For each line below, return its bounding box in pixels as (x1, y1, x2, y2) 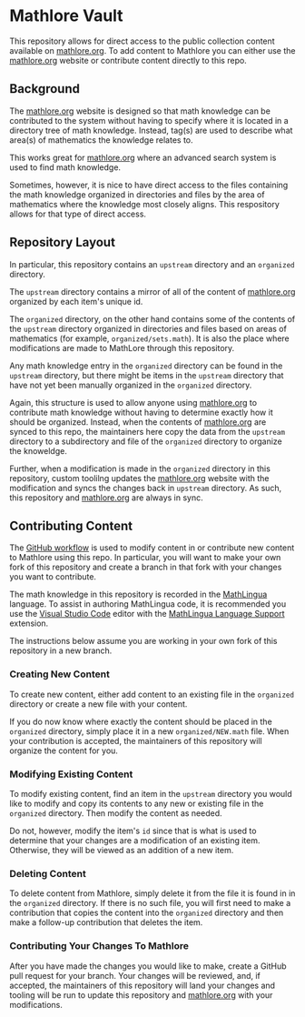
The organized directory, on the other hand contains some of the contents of (9, 313, 296, 324)
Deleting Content (9, 867, 86, 880)
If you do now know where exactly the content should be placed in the (9, 716, 272, 727)
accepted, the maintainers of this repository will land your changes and (9, 980, 275, 991)
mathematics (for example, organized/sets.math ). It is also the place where (9, 333, 290, 344)
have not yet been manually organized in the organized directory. (9, 379, 252, 390)
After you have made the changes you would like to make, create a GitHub (9, 961, 288, 972)
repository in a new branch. (9, 645, 113, 656)
